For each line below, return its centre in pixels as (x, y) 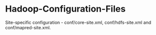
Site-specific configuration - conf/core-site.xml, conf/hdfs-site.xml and (78, 22)
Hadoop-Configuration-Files (66, 9)
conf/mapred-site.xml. (28, 27)
